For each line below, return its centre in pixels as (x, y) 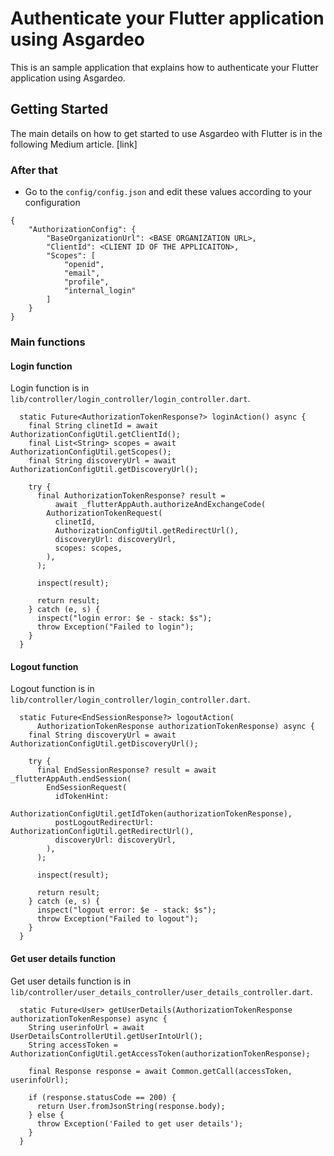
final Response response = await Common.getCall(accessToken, (160, 1071)
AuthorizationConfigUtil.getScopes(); (91, 452)
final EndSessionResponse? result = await (126, 770)
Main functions (48, 342)
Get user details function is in (71, 981)
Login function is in (50, 388)
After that (34, 170)
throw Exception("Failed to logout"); (117, 919)
